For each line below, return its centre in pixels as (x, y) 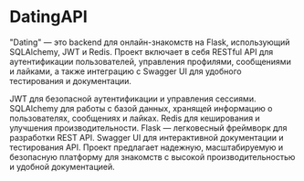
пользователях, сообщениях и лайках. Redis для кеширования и (135, 118)
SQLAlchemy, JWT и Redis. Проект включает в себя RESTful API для (142, 51)
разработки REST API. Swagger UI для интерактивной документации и (147, 137)
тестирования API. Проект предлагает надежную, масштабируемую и (147, 147)
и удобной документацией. (63, 166)
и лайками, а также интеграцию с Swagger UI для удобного (126, 71)
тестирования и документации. (71, 80)
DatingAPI (49, 17)
